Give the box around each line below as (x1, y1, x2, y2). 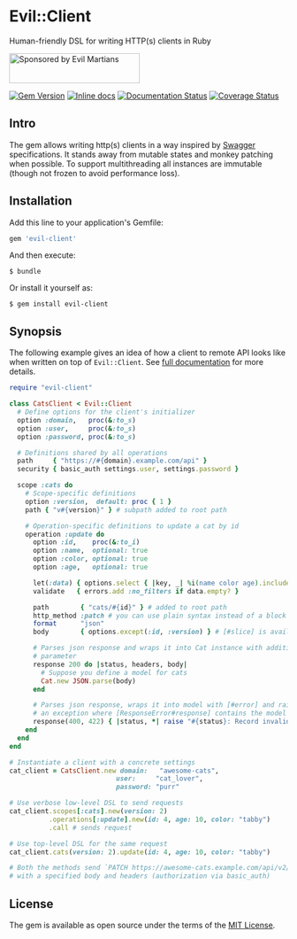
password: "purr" (116, 782, 179, 792)
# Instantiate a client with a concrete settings (9, 757, 196, 767)
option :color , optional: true (32, 555, 148, 563)
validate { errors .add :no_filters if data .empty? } (32, 586, 240, 595)
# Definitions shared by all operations (17, 448, 168, 457)
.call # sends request (48, 823, 133, 832)
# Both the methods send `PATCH (9, 864, 128, 873)
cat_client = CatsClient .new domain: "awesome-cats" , (9, 766, 219, 775)
